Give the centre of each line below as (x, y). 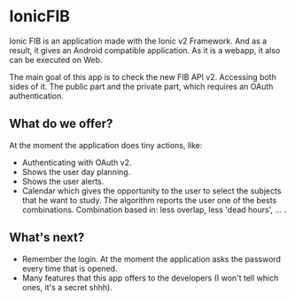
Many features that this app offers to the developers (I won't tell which (150, 278)
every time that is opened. (70, 268)
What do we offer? (61, 124)
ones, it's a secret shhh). (67, 287)
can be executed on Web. (56, 59)
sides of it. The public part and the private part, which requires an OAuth (141, 86)
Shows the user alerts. (63, 181)
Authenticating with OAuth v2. (77, 162)
